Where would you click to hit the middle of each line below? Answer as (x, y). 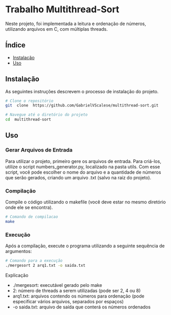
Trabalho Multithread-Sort (62, 9)
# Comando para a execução (34, 261)
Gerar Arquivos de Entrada (39, 150)
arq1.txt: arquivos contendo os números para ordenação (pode (78, 296)
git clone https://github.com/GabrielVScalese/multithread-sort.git (82, 106)
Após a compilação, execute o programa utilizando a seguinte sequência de (85, 246)
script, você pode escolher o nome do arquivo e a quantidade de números (83, 172)
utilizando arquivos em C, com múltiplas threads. (57, 29)
